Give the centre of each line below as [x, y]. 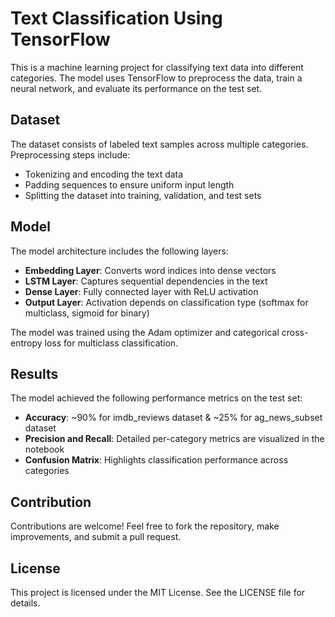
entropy [26, 343]
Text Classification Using [116, 18]
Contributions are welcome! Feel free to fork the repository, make [145, 526]
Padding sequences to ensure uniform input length [129, 184]
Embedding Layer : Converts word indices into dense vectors [150, 270]
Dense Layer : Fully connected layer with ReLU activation [141, 291]
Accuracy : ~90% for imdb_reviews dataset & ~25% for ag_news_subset [173, 418]
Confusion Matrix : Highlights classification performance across [156, 460]
